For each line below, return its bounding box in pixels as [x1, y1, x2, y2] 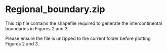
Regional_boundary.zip [5, 4, 105, 15]
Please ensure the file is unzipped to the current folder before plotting [5, 35, 151, 41]
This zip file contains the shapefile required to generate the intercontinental [5, 20, 162, 26]
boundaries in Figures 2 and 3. [5, 25, 69, 31]
